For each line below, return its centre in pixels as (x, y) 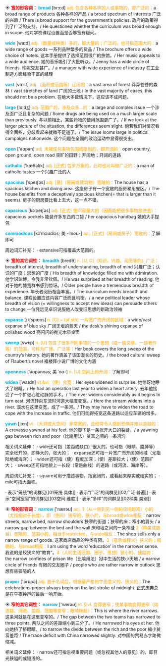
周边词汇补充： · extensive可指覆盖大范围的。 (52, 250)
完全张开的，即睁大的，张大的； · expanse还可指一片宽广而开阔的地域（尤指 (83, 453)
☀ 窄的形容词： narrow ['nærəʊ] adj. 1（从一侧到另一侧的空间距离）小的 (79, 509)
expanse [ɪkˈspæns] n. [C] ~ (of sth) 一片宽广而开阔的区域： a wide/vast (78, 320)
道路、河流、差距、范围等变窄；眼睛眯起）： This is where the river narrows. (82, 611)
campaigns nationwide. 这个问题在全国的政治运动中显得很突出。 (71, 138)
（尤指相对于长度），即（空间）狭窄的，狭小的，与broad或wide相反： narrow (83, 515)
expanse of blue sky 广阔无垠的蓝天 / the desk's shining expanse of (74, 326)
